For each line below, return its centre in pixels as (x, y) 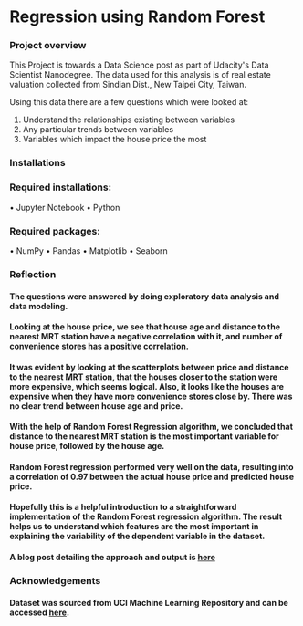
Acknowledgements (55, 581)
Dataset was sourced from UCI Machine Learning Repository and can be (149, 602)
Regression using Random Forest (137, 17)
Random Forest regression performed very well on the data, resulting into (151, 466)
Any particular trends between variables (98, 130)
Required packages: (55, 231)
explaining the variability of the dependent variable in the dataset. (137, 537)
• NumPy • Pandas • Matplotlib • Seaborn (89, 251)
